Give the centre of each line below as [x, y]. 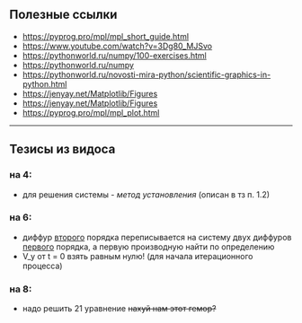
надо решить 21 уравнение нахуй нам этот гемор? [119, 309]
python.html [44, 83]
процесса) [42, 266]
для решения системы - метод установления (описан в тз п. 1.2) [146, 194]
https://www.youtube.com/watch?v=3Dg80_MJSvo [117, 46]
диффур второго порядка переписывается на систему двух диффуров [157, 237]
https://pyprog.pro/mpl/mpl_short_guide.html [106, 36]
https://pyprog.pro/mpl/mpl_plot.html [91, 112]
